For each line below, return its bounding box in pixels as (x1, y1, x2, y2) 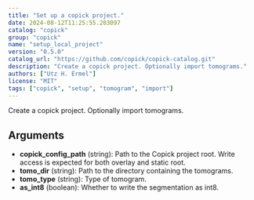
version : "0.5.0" (8, 48, 65, 56)
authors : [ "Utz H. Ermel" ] (8, 70, 96, 78)
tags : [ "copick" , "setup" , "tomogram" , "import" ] (8, 84, 174, 93)
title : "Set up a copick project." (8, 11, 125, 20)
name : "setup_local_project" (8, 41, 103, 49)
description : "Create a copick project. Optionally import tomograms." (8, 63, 247, 71)
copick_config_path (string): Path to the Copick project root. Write (19, 150, 235, 159)
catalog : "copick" (8, 26, 68, 34)
